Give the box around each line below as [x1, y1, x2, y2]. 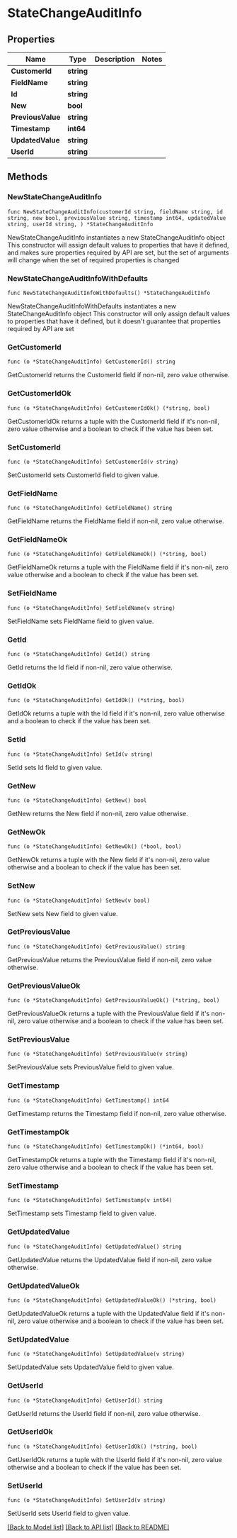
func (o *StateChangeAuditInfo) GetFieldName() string [7, 505, 173, 512]
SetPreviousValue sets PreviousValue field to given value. [7, 1063, 175, 1071]
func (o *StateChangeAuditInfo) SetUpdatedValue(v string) [7, 1351, 185, 1358]
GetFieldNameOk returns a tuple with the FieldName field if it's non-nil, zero [7, 563, 229, 572]
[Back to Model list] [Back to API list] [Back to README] [7, 1523, 170, 1532]
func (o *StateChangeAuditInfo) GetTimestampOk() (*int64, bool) [7, 1143, 204, 1150]
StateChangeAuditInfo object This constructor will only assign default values [7, 309, 231, 318]
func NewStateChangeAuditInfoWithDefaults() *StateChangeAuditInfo [7, 289, 211, 296]
